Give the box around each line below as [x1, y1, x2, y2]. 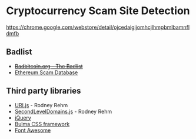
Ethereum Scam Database [14, 69, 78, 76]
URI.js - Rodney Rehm [14, 101, 68, 108]
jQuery [14, 114, 31, 121]
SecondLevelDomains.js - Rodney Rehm [14, 108, 112, 115]
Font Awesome [14, 127, 51, 134]
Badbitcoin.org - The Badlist [14, 62, 83, 69]
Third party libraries [6, 86, 81, 96]
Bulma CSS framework [14, 120, 70, 127]
